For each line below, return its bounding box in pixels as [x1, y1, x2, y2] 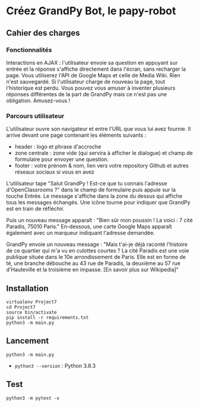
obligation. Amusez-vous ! [6, 97, 71, 104]
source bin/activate [6, 309, 58, 315]
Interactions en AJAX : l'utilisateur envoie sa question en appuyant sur [6, 59, 178, 66]
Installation [6, 283, 49, 294]
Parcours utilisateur [6, 112, 65, 120]
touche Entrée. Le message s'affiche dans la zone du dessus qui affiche [6, 193, 182, 200]
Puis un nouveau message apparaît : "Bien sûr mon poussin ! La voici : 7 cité [6, 217, 193, 224]
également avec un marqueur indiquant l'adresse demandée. [6, 229, 156, 236]
